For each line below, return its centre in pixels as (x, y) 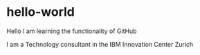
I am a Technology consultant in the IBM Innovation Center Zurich (100, 44)
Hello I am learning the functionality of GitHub (72, 31)
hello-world (41, 12)
